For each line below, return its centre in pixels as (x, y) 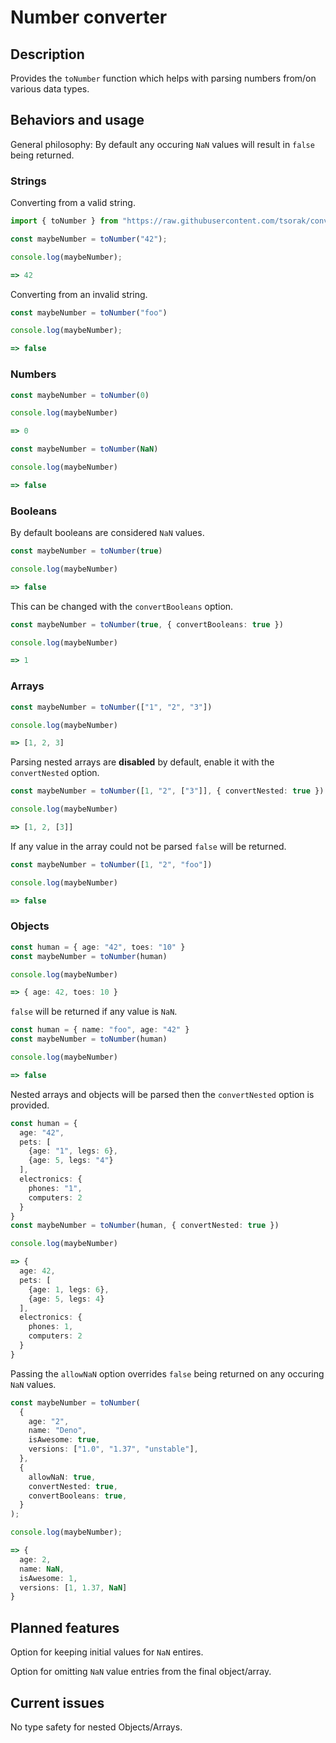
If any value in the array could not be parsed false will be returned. (148, 846)
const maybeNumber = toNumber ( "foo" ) (89, 312)
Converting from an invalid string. (79, 294)
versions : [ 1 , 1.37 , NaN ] (73, 1587)
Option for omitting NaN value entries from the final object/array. (141, 1672)
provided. (30, 1105)
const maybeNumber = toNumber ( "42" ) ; (89, 239)
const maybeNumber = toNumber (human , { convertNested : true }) (145, 1226)
